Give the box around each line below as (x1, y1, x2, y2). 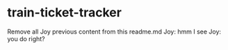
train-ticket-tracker (7, 5, 122, 21)
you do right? (7, 34, 45, 42)
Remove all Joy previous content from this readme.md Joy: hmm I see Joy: (7, 27, 221, 36)
